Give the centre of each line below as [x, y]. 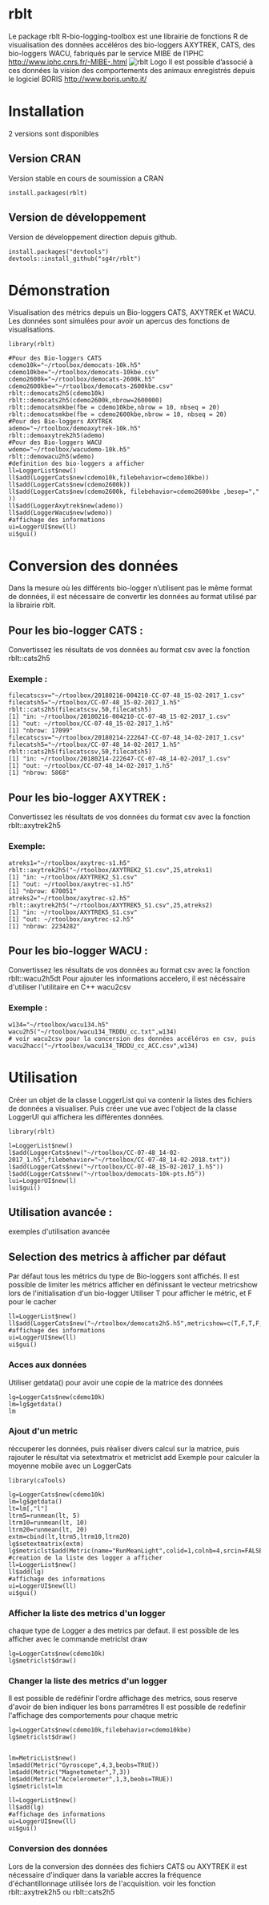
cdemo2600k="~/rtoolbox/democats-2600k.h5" [82, 379]
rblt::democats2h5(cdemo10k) [57, 394]
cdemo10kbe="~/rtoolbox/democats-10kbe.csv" [84, 373]
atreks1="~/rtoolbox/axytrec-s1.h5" [69, 863]
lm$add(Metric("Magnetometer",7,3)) [69, 1772]
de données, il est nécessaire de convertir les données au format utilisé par [132, 597]
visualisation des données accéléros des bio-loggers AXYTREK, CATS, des [132, 44]
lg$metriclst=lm [35, 1787]
